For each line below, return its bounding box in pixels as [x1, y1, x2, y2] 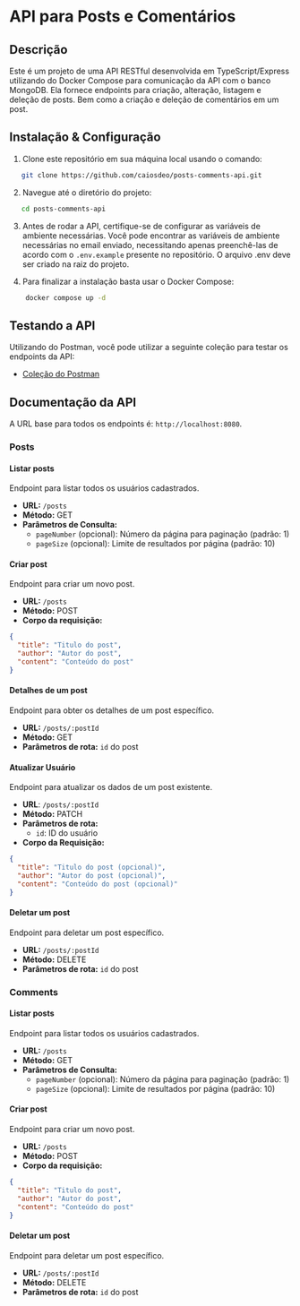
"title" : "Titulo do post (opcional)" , [17, 863, 167, 872]
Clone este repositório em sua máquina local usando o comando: [21, 153, 262, 164]
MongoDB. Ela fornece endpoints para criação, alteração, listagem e [9, 85, 261, 95]
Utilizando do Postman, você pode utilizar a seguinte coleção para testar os [9, 342, 288, 353]
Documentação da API [9, 394, 137, 409]
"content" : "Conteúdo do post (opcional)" [17, 880, 178, 889]
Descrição [9, 42, 68, 57]
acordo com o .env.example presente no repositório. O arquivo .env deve [21, 249, 291, 260]
